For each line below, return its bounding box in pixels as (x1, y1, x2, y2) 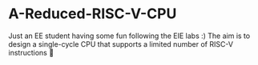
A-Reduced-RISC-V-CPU (8, 5, 177, 23)
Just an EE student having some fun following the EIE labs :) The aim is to (8, 31, 251, 40)
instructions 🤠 (8, 48, 54, 57)
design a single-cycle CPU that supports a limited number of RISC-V (8, 39, 234, 48)
